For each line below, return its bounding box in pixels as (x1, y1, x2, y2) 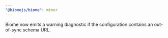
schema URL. (22, 26, 51, 33)
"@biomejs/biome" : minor (5, 7, 58, 13)
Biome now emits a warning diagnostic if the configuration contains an (5, 21, 153, 27)
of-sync (5, 26, 22, 33)
